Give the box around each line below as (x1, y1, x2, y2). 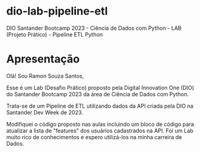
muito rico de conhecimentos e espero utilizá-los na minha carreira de (6, 133, 182, 140)
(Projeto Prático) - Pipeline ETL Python (6, 30, 103, 38)
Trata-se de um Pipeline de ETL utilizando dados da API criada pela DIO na (6, 102, 193, 109)
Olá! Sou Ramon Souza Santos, (6, 72, 84, 80)
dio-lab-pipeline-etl (6, 4, 108, 18)
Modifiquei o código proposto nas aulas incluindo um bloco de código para (6, 120, 195, 128)
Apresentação (6, 52, 80, 66)
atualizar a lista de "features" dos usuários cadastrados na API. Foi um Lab (6, 126, 193, 134)
